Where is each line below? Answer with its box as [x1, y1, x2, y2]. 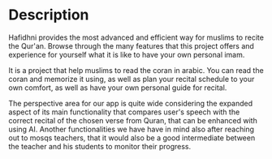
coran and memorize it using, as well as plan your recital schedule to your [8, 74, 255, 84]
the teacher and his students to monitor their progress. [8, 141, 192, 151]
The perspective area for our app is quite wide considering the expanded [8, 98, 253, 108]
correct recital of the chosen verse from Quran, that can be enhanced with [8, 115, 257, 125]
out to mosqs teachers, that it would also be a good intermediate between [8, 132, 256, 143]
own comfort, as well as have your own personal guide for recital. [8, 83, 227, 92]
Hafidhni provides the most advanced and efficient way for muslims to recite [8, 32, 264, 42]
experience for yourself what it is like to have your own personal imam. [8, 49, 245, 59]
